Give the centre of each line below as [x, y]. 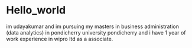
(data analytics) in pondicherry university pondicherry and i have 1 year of [96, 32]
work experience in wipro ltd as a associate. [60, 39]
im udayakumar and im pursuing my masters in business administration [92, 26]
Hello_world [36, 10]
